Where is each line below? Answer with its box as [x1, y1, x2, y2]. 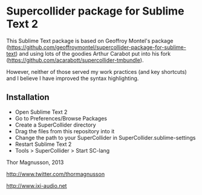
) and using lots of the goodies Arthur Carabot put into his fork [15, 50, 171, 57]
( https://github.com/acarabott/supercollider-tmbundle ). [6, 56, 144, 64]
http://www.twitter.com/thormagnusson [6, 170, 105, 177]
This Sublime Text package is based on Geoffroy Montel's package [6, 37, 174, 44]
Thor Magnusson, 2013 [6, 159, 64, 166]
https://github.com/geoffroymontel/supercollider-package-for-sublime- [8, 44, 186, 51]
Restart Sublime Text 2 [15, 140, 72, 148]
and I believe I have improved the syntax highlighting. [6, 74, 139, 82]
